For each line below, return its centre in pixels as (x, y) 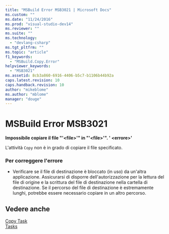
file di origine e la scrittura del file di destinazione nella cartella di (80, 183)
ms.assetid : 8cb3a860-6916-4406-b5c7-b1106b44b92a (60, 76)
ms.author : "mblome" (27, 94)
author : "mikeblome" (27, 90)
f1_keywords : (19, 57)
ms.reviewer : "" (22, 29)
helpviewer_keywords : (28, 66)
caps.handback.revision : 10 (35, 85)
